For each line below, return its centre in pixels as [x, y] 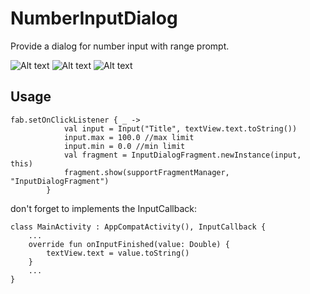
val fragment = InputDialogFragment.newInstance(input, [182, 155]
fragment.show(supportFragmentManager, [146, 172]
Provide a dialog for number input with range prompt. [120, 46]
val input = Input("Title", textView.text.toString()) [180, 128]
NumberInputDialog [94, 18]
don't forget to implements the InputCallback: [104, 208]
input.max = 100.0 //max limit [129, 137]
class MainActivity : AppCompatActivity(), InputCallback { [138, 227]
